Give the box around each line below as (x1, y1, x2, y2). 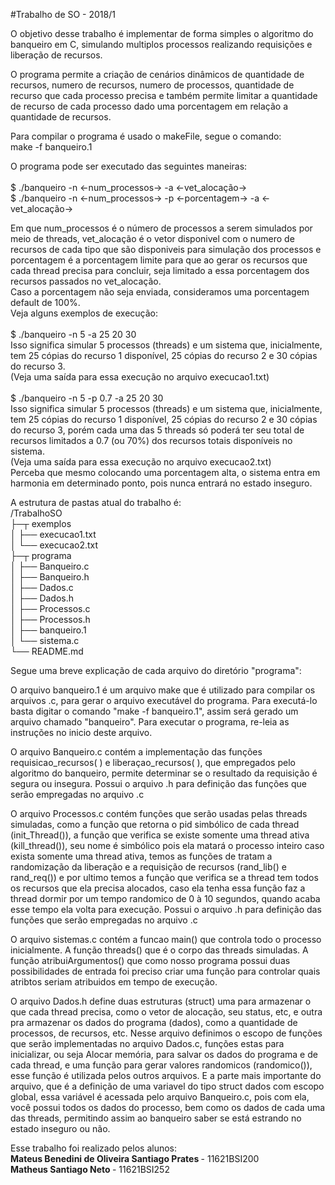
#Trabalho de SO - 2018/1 (10, 9, 116, 20)
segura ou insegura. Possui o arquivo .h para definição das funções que (10, 778, 307, 789)
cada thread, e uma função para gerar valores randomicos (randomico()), (10, 1059, 313, 1071)
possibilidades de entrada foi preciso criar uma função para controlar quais (10, 965, 321, 977)
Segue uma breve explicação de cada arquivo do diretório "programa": (10, 665, 302, 676)
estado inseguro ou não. (10, 1123, 111, 1134)
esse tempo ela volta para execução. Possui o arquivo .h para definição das (10, 904, 322, 915)
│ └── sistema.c (10, 635, 80, 646)
